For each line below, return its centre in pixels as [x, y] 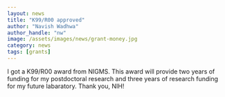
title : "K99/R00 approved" [46, 20]
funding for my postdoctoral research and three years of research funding [113, 78]
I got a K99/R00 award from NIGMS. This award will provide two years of [111, 71]
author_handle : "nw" [37, 33]
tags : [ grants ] [29, 52]
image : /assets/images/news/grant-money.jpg [72, 39]
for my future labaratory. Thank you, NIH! [66, 86]
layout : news [26, 13]
